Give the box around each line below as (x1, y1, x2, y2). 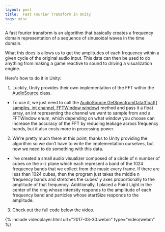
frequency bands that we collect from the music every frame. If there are (12, 166, 160, 172)
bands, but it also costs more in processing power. (12, 126, 114, 132)
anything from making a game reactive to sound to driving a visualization (5, 60, 152, 67)
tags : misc (5, 16, 27, 21)
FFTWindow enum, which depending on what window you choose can (12, 116, 155, 121)
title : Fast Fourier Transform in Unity (5, 12, 91, 17)
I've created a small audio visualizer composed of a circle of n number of (12, 155, 160, 161)
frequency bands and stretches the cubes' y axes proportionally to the (12, 176, 155, 183)
